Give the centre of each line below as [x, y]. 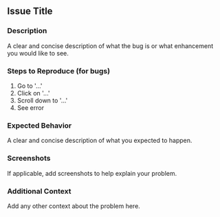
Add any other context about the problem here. [74, 206]
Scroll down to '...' [42, 100]
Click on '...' [33, 93]
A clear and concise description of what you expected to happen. [100, 141]
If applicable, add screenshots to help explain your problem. [92, 173]
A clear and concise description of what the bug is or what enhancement [110, 46]
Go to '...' [30, 86]
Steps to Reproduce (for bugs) [59, 71]
